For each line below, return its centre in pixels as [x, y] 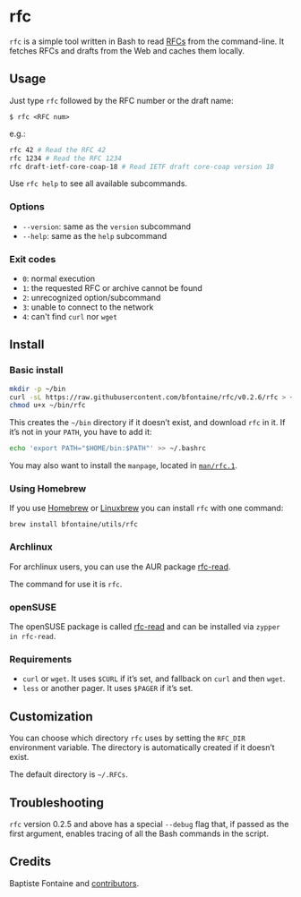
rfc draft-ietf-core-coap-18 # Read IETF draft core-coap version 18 [142, 167]
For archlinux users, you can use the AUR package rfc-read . [120, 567]
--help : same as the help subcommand [95, 235]
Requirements [41, 659]
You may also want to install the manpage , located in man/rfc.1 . [123, 466]
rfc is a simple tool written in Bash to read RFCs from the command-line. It [147, 41]
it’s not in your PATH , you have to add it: [81, 432]
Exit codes [33, 259]
